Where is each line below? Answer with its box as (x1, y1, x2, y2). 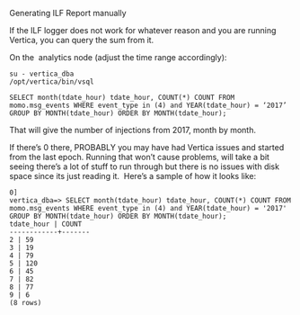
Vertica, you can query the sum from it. (9, 35, 154, 45)
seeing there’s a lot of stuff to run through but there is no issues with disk (9, 161, 280, 172)
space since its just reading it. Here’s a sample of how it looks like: (9, 171, 257, 181)
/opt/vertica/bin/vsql (9, 77, 94, 86)
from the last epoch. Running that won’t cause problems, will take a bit (9, 152, 269, 162)
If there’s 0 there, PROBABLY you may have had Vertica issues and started (9, 142, 285, 152)
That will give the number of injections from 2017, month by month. (9, 125, 257, 135)
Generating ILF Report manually (9, 8, 128, 18)
